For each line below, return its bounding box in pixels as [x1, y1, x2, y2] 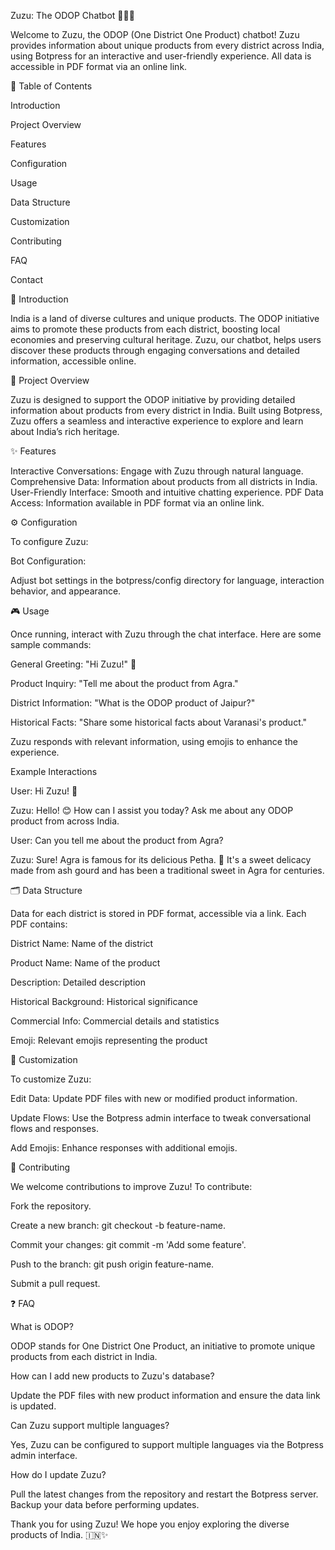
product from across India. [10, 815, 120, 827]
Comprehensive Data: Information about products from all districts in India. [10, 476, 318, 487]
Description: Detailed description [10, 976, 146, 988]
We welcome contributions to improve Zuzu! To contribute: [10, 1181, 253, 1192]
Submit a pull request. [10, 1278, 101, 1289]
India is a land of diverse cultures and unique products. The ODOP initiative [10, 313, 320, 324]
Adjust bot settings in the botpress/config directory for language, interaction [10, 575, 325, 586]
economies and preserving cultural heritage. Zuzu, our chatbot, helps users [10, 334, 322, 345]
